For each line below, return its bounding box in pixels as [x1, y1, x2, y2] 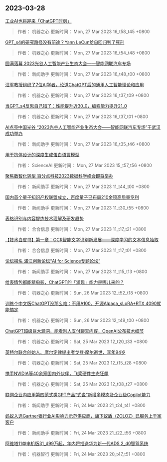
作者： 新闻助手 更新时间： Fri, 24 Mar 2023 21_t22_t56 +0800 [17, 429, 147, 435]
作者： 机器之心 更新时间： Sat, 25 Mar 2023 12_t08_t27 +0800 [17, 381, 148, 387]
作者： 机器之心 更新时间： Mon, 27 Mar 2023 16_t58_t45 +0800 [17, 28, 150, 34]
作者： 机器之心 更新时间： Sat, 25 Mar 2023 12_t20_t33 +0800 [17, 338, 148, 344]
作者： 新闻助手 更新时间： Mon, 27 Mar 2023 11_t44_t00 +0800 [17, 183, 150, 189]
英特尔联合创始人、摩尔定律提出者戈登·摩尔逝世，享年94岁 [5, 349, 126, 355]
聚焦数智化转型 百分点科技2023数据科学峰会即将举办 [5, 172, 114, 179]
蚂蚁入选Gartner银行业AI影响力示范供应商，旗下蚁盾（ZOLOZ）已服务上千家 [5, 412, 162, 419]
